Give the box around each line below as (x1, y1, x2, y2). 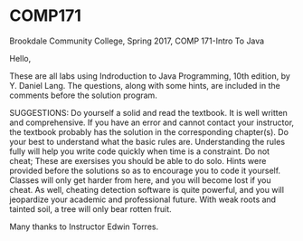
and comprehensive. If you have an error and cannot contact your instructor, (9, 117, 295, 128)
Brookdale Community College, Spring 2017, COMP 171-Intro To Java (9, 35, 265, 46)
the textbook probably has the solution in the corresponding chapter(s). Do (9, 126, 289, 137)
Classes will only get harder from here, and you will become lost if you (9, 174, 271, 186)
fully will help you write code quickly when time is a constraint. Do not (9, 146, 270, 157)
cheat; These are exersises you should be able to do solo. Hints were (9, 155, 267, 166)
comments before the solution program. (9, 90, 158, 101)
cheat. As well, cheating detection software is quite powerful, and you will (9, 184, 285, 195)
